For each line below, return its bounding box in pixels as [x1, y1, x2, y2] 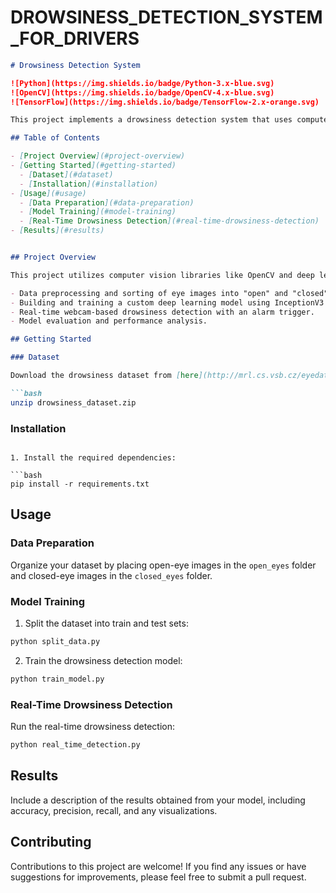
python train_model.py [10, 674, 105, 684]
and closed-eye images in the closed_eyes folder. [10, 569, 213, 581]
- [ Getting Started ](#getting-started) [10, 161, 177, 171]
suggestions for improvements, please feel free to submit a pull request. [10, 871, 307, 883]
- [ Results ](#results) [10, 226, 105, 236]
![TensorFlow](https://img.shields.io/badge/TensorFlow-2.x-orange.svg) [10, 97, 320, 107]
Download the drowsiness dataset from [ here [10, 371, 199, 381]
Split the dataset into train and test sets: [24, 617, 189, 629]
